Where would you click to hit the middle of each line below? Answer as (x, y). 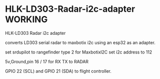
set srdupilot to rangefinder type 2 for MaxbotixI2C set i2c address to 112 (79, 52)
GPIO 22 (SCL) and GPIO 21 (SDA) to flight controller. (58, 71)
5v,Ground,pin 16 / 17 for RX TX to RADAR (47, 61)
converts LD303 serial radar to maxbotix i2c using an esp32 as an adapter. (80, 42)
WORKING (26, 19)
